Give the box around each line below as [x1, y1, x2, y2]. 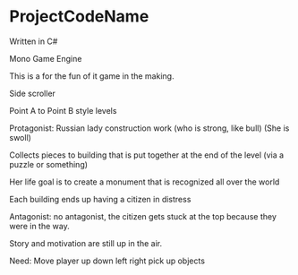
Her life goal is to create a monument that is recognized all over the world [9, 176, 280, 187]
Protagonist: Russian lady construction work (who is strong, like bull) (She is [9, 123, 290, 133]
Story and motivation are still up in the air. [9, 237, 163, 248]
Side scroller [9, 88, 56, 99]
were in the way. [9, 220, 70, 231]
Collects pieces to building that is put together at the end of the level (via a [9, 150, 285, 160]
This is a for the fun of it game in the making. [9, 70, 175, 82]
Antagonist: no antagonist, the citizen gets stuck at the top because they [9, 211, 277, 221]
